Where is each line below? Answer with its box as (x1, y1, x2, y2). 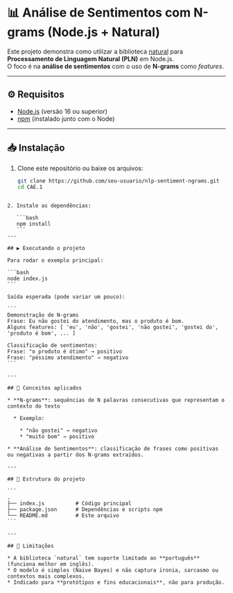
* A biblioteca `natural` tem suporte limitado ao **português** (7, 555, 200, 562)
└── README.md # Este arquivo (7, 512, 119, 519)
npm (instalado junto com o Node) (17, 115, 115, 123)
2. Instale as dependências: (7, 202, 92, 210)
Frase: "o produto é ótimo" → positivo (7, 348, 123, 356)
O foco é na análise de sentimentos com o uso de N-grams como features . (7, 62, 224, 70)
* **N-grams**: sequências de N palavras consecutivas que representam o (7, 396, 225, 404)
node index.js (7, 275, 49, 283)
